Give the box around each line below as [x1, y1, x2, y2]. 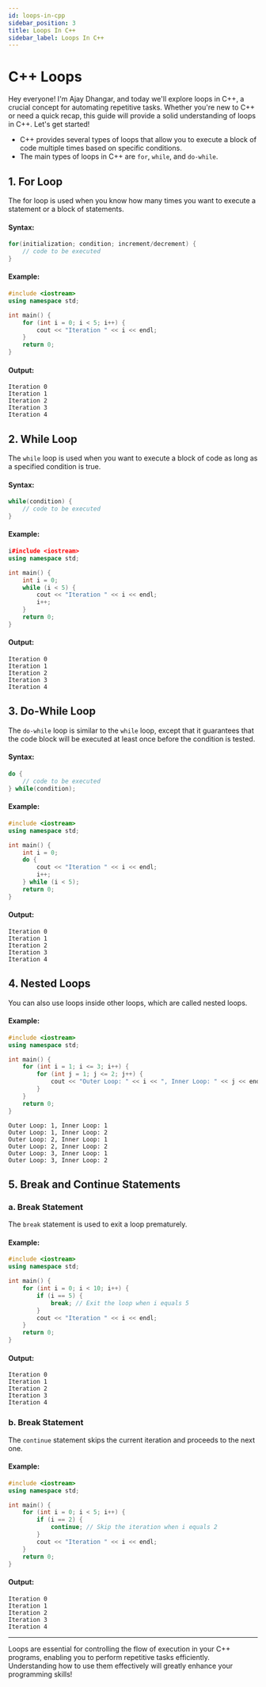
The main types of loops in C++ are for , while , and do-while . [19, 152, 218, 161]
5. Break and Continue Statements [8, 1177, 180, 1191]
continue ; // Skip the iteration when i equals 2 [50, 1523, 218, 1531]
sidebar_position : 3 [8, 19, 77, 27]
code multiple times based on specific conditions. [19, 144, 182, 153]
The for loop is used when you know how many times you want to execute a [8, 196, 256, 205]
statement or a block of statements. [8, 204, 124, 214]
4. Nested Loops [8, 977, 91, 991]
